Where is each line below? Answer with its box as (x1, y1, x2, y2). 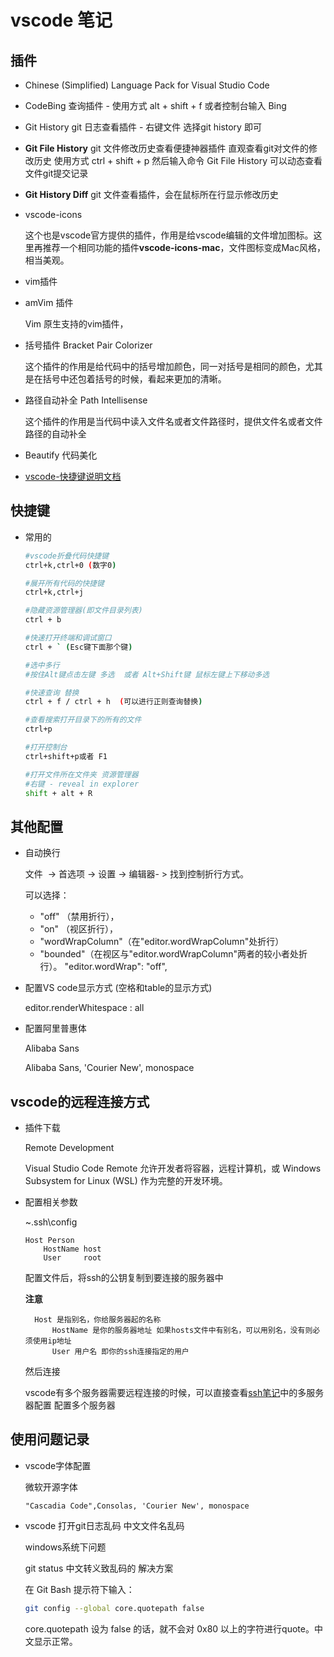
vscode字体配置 (24, 1459, 92, 1471)
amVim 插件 (24, 297, 74, 308)
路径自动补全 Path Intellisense (24, 394, 148, 406)
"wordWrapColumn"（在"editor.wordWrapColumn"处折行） (39, 936, 285, 948)
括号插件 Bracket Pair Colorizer (24, 339, 153, 351)
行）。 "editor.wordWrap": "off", (39, 961, 168, 973)
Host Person (24, 1236, 75, 1246)
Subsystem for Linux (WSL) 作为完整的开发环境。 (24, 1175, 228, 1187)
